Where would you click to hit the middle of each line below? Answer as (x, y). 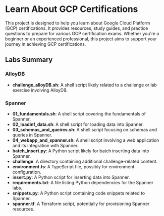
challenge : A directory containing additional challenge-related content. (85, 161)
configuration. (27, 172)
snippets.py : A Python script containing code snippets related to (79, 193)
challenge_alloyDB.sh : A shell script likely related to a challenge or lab (84, 85)
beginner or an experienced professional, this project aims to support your (81, 39)
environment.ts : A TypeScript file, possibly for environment (73, 166)
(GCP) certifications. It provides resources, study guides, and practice (77, 28)
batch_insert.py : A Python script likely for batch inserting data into (81, 151)
